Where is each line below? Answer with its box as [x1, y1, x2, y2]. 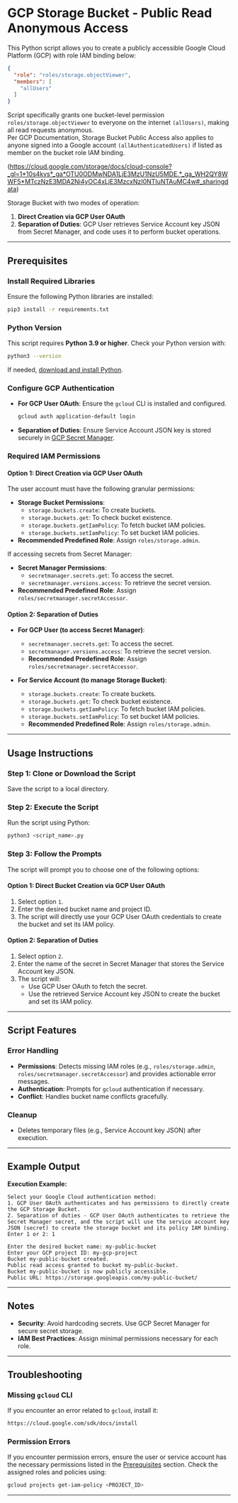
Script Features [7, 1024, 77, 1036]
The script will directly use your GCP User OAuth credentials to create [17, 912, 222, 921]
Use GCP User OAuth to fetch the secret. [28, 982, 147, 990]
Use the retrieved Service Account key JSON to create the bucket [28, 989, 220, 998]
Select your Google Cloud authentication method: [7, 1193, 157, 1200]
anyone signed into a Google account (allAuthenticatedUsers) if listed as [7, 141, 223, 150]
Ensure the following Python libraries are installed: [7, 292, 154, 300]
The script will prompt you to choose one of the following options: [7, 865, 200, 874]
